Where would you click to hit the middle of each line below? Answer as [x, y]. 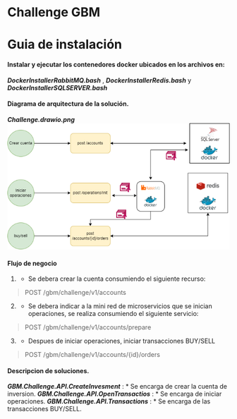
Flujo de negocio [32, 263]
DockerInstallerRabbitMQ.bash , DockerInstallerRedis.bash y [99, 80]
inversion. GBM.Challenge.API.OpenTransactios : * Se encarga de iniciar [115, 394]
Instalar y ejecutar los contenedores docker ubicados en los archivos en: [116, 64]
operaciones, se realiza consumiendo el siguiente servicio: [113, 314]
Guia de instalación [65, 45]
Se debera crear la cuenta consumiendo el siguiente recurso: [117, 279]
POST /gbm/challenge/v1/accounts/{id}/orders [92, 355]
